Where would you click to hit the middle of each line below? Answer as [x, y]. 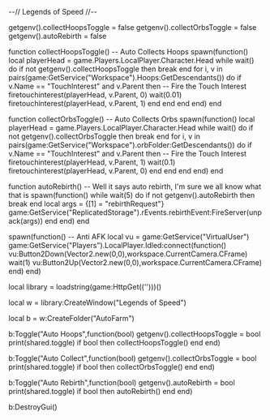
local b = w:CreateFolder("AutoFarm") [72, 318]
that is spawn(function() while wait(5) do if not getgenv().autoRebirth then [132, 195]
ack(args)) [26, 221]
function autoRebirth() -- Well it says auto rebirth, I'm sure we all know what [135, 186]
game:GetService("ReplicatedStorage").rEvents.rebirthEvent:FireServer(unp [135, 212]
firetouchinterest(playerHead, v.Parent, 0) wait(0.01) [95, 95]
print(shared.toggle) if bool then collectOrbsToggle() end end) [111, 367]
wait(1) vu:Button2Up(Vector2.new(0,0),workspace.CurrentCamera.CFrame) [135, 262]
